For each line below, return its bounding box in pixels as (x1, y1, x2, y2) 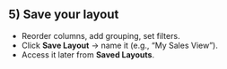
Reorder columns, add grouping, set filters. (21, 30, 180, 41)
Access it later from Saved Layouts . (21, 49, 154, 60)
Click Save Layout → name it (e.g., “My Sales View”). (21, 40, 219, 50)
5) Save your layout (8, 7, 119, 22)
